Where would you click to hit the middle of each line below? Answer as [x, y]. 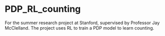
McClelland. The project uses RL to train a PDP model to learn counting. [79, 28]
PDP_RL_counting [43, 9]
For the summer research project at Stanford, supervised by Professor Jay [82, 23]
